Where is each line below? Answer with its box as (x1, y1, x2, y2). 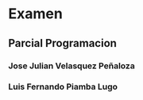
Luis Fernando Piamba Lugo (8, 81, 118, 92)
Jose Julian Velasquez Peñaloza (8, 60, 135, 71)
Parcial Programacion (8, 37, 118, 50)
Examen (8, 5, 64, 23)
